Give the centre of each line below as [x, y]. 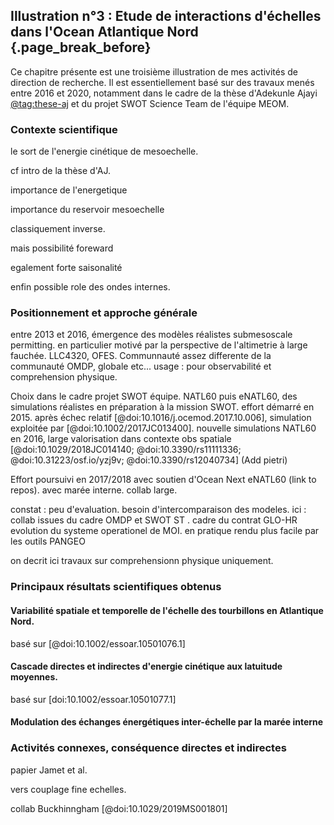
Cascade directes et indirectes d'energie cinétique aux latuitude [146, 666]
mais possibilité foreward [62, 248]
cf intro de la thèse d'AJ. [60, 171]
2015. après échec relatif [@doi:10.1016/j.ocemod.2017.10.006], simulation [161, 418]
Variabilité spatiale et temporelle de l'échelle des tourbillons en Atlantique [167, 610]
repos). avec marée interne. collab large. [94, 490]
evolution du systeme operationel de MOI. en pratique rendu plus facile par [165, 531]
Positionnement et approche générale [104, 313]
